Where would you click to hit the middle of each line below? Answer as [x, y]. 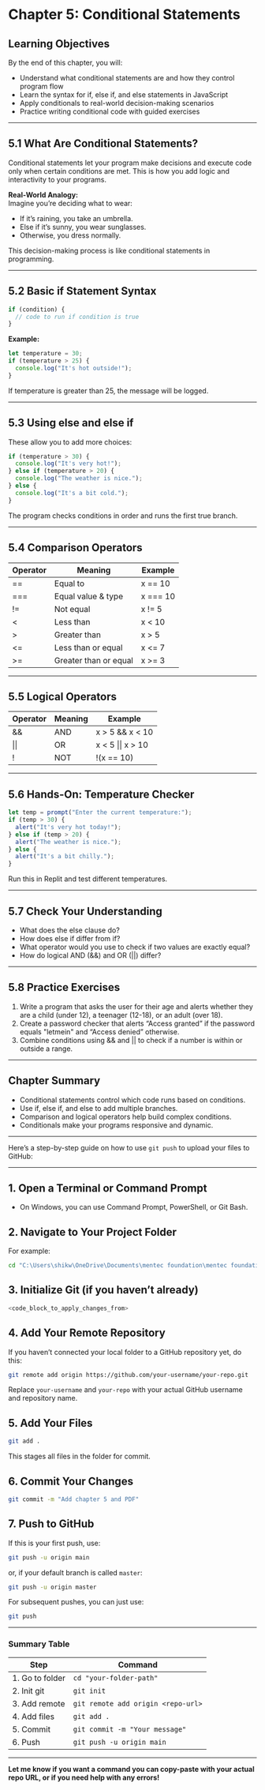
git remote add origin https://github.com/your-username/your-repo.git [128, 1375]
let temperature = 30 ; [45, 354]
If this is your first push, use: [54, 1543]
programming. [31, 259]
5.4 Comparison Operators [76, 548]
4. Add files [34, 1717]
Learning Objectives [59, 44]
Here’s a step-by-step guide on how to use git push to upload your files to [129, 1147]
